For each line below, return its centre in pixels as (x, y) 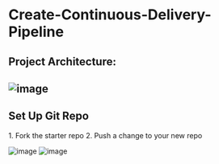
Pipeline (36, 32)
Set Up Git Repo (48, 116)
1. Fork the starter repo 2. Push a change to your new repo (105, 135)
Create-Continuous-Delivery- (110, 15)
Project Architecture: (63, 61)
